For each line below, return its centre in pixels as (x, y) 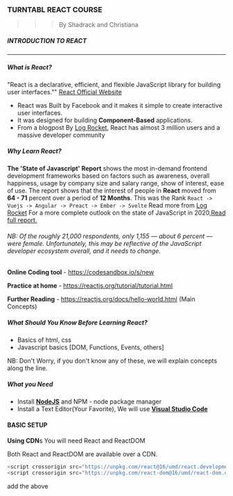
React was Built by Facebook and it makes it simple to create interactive (120, 106)
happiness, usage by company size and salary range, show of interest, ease (116, 183)
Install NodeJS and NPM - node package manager (89, 402)
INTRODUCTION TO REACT (47, 40)
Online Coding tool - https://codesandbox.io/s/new (81, 272)
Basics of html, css (44, 340)
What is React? (29, 67)
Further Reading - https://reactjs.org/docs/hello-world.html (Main (101, 299)
